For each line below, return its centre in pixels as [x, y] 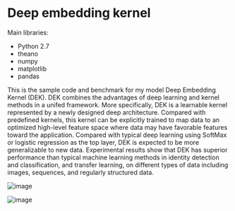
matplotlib [32, 68]
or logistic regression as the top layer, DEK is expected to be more [103, 142]
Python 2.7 [33, 46]
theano [28, 54]
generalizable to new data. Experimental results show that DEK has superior [117, 150]
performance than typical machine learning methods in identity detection [114, 157]
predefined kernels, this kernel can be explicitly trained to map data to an [114, 120]
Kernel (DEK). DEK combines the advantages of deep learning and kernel [114, 97]
